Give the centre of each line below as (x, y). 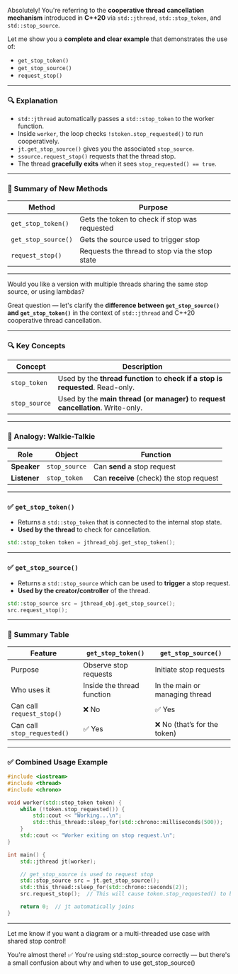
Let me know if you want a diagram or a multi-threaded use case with (109, 933)
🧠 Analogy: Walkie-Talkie (51, 436)
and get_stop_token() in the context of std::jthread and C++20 (101, 313)
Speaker (25, 466)
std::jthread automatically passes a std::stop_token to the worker (116, 119)
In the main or (177, 685)
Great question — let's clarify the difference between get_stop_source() (113, 305)
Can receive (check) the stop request (156, 479)
